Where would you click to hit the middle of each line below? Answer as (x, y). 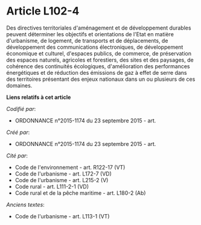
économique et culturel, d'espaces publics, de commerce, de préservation (99, 53)
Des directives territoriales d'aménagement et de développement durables (99, 28)
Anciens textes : (26, 204)
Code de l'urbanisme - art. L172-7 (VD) (63, 174)
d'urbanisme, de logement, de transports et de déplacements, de (87, 40)
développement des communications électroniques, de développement (95, 47)
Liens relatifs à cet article (39, 97)
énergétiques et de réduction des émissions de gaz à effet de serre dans (97, 72)
